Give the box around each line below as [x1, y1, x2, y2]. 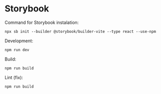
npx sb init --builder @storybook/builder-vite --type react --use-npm [4, 29, 156, 34]
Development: [4, 38, 33, 44]
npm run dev [4, 47, 29, 52]
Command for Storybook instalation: [4, 19, 79, 25]
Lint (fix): [4, 74, 23, 80]
